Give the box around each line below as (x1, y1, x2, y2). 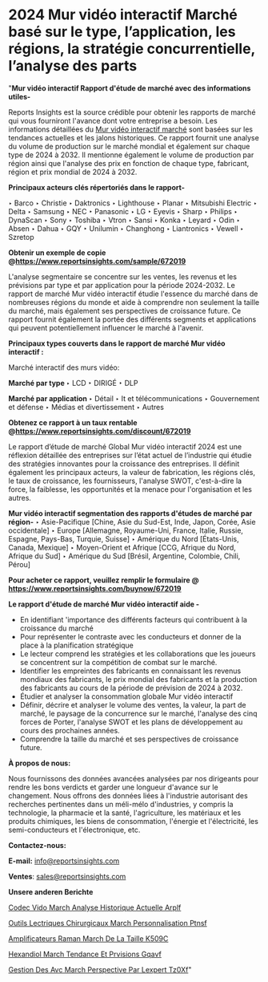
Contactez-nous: (8, 840, 66, 850)
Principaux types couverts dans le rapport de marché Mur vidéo (8, 339, 226, 348)
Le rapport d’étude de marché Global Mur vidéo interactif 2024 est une (8, 441, 242, 451)
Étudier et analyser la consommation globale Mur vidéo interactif (19, 692, 234, 701)
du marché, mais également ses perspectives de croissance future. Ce (8, 306, 242, 315)
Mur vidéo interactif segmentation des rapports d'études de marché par (8, 508, 253, 518)
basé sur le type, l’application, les (8, 22, 236, 41)
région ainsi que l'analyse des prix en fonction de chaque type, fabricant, (8, 158, 250, 168)
